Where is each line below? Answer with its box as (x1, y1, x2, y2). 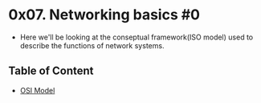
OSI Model (19, 85, 55, 95)
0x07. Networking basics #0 (8, 6, 201, 24)
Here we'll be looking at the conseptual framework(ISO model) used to (19, 32, 254, 42)
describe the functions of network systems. (19, 40, 165, 50)
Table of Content (8, 64, 94, 78)
